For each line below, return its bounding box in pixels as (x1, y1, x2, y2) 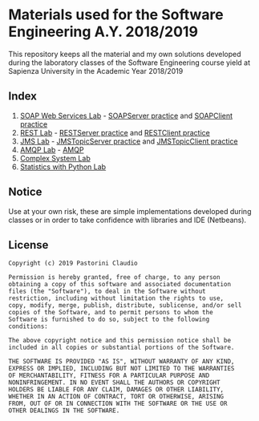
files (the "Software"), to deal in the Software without (8, 287, 206, 296)
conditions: (8, 322, 48, 330)
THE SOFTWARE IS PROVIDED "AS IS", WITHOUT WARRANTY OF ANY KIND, (8, 358, 235, 366)
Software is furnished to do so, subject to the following (8, 315, 210, 324)
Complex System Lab (19, 153, 91, 163)
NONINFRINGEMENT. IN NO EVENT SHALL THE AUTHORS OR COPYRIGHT (8, 378, 221, 387)
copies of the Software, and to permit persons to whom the (8, 309, 214, 317)
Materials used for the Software (8, 6, 224, 24)
